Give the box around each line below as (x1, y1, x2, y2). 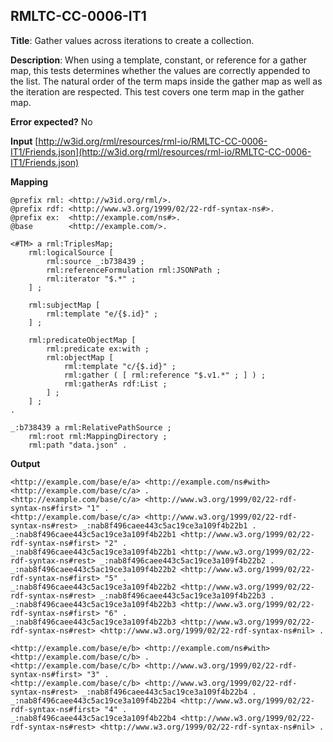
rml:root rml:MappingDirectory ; (28, 431, 168, 441)
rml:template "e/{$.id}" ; (46, 309, 159, 319)
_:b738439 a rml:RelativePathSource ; (10, 422, 172, 433)
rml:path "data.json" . (28, 440, 128, 450)
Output (10, 457, 41, 469)
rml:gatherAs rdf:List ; (63, 379, 168, 389)
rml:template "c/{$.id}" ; (63, 361, 177, 371)
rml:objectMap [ (46, 352, 114, 363)
